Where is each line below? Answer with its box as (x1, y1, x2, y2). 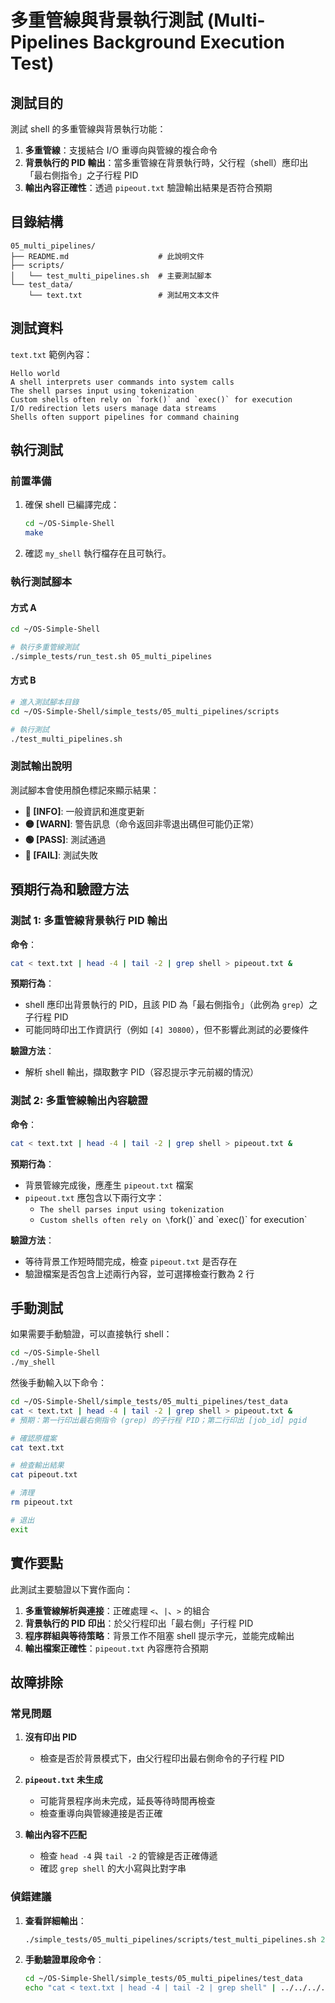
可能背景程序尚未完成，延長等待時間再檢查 (39, 1795, 216, 1807)
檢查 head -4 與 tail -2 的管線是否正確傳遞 (39, 1850, 218, 1862)
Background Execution (92, 31, 285, 54)
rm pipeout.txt (10, 1497, 74, 1508)
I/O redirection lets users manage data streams (10, 403, 217, 413)
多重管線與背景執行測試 (10, 9, 204, 32)
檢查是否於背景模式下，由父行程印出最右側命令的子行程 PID (39, 1752, 285, 1765)
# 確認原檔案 (10, 1433, 57, 1443)
